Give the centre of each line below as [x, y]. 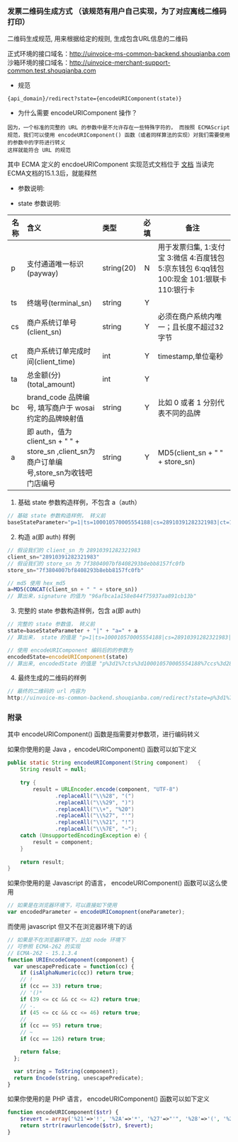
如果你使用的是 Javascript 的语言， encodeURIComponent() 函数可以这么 [114, 883]
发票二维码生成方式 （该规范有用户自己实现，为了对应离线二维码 [117, 11]
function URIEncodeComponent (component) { [71, 960]
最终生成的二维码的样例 [52, 678]
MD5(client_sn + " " [190, 453]
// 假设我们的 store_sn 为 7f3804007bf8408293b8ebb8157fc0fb [96, 564]
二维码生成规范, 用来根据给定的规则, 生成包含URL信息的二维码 [98, 39]
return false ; [41, 1052]
